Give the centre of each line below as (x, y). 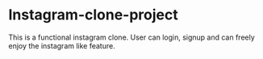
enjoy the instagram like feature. (62, 45)
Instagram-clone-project (94, 15)
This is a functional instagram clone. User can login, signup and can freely (132, 37)
